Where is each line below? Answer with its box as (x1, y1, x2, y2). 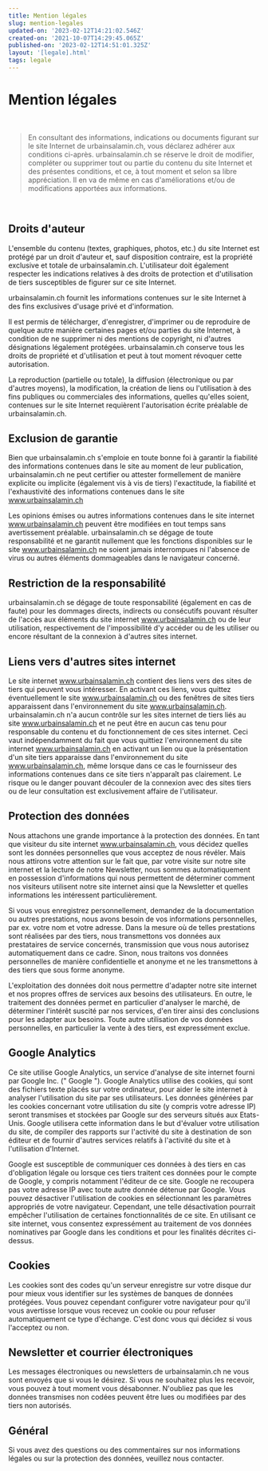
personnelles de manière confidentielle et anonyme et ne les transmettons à (8, 956, 258, 966)
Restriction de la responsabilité (8, 576, 166, 590)
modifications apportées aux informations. (27, 183, 167, 193)
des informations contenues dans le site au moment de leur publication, (8, 461, 244, 471)
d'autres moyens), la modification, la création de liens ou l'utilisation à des (8, 383, 252, 392)
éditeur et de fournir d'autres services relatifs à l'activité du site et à (8, 1135, 231, 1145)
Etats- (239, 1110, 260, 1119)
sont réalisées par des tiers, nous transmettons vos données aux (8, 931, 221, 940)
